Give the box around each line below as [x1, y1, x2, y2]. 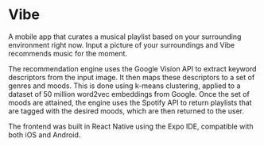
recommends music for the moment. [8, 48, 128, 58]
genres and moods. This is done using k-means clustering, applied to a [8, 81, 241, 90]
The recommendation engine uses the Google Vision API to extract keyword [8, 63, 257, 73]
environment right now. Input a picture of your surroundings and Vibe [8, 40, 235, 49]
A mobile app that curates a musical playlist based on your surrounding [8, 32, 242, 41]
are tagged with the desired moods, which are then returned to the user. [8, 106, 245, 116]
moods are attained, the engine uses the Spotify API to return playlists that [8, 98, 252, 107]
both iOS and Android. [8, 129, 81, 140]
